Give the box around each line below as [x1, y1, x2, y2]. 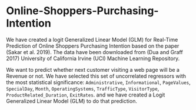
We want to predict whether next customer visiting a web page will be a [6, 66, 180, 73]
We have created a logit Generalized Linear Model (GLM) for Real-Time [6, 36, 178, 43]
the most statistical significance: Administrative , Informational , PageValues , [6, 78, 191, 86]
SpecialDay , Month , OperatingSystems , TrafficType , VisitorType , [6, 85, 160, 92]
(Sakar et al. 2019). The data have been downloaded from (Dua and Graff [6, 48, 184, 55]
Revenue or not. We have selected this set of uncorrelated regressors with [6, 72, 187, 79]
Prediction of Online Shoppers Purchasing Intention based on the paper [6, 42, 180, 49]
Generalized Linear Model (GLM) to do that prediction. [6, 97, 137, 104]
